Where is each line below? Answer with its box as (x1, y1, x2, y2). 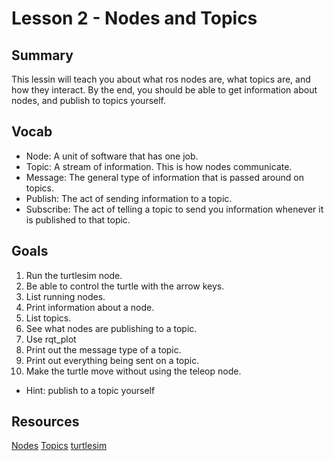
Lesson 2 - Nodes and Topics (11, 7, 258, 30)
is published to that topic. (25, 213, 131, 226)
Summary (11, 47, 74, 64)
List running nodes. (25, 290, 106, 302)
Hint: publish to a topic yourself (25, 384, 156, 396)
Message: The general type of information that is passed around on (25, 171, 304, 183)
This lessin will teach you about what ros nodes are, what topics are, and (11, 73, 311, 85)
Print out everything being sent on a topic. (25, 354, 200, 366)
